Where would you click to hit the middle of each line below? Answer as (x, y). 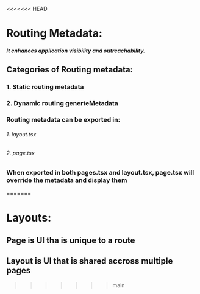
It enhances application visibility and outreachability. (76, 51)
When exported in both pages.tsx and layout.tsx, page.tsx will (100, 172)
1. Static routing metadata (45, 87)
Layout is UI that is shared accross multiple (90, 261)
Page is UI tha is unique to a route (71, 240)
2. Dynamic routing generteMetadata (62, 103)
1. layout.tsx (21, 134)
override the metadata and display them (67, 180)
